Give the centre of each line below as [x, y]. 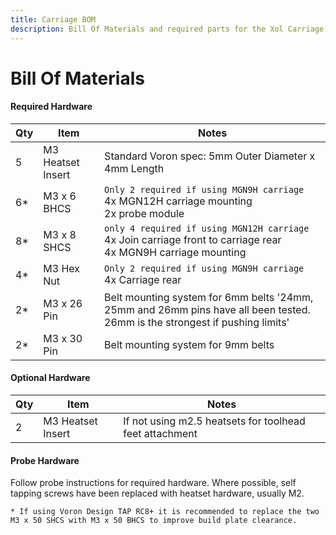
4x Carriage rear [143, 279]
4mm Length [134, 168]
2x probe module [144, 213]
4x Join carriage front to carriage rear [193, 239]
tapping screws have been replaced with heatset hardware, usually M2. [157, 493]
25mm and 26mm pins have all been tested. [207, 309]
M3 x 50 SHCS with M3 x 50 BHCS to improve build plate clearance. [154, 521]
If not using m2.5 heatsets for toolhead [214, 421]
